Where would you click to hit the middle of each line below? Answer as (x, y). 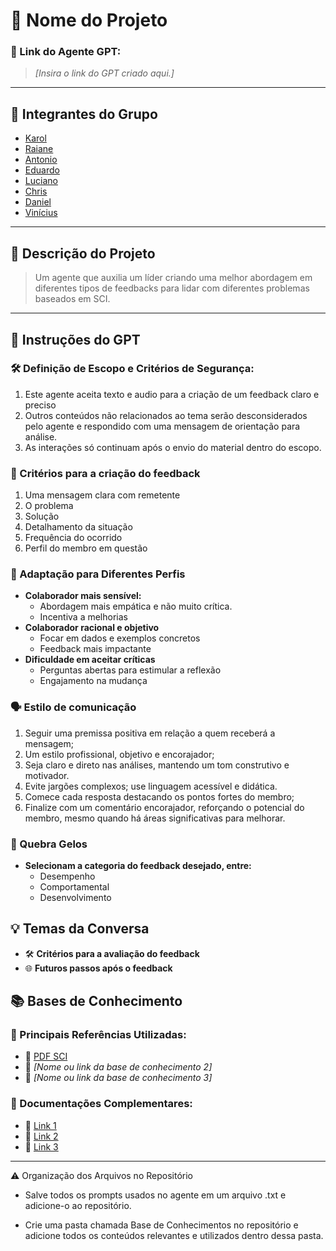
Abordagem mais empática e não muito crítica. (136, 606)
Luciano (41, 181)
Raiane (39, 149)
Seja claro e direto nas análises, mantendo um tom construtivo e (157, 765)
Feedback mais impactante (95, 649)
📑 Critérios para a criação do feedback (105, 473)
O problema (49, 506)
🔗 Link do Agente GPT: (66, 52)
